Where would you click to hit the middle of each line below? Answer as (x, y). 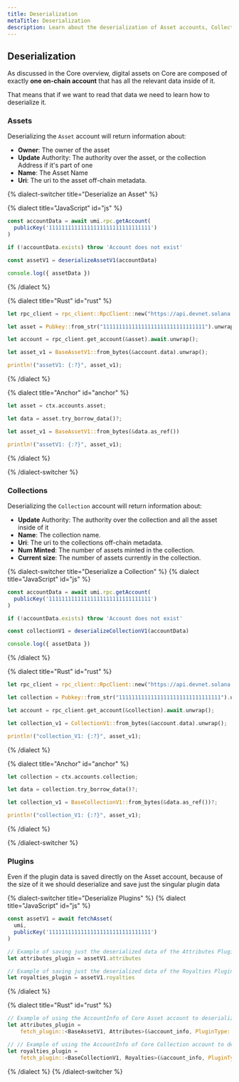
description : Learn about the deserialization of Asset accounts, (108, 27)
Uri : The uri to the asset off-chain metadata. (82, 181)
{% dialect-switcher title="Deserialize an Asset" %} (83, 194)
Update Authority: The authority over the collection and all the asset (117, 520)
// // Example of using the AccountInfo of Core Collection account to (116, 1044)
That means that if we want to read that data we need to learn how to (108, 95)
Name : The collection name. (59, 535)
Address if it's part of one (55, 166)
